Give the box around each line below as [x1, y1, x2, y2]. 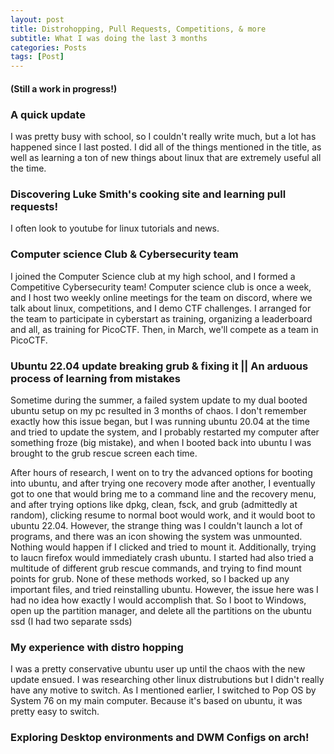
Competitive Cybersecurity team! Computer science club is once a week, [10, 281, 312, 293]
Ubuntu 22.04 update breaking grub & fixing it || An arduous [10, 359, 309, 373]
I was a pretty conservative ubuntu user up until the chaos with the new [10, 663, 306, 675]
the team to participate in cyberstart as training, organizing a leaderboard [10, 312, 313, 325]
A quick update [10, 107, 86, 121]
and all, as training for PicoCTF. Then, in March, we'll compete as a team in [10, 323, 319, 335]
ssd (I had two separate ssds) [10, 615, 133, 627]
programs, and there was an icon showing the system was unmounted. [10, 530, 303, 542]
